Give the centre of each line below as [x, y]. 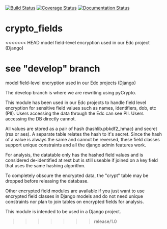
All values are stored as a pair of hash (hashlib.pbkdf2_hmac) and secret [81, 129]
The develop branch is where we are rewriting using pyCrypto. [71, 92]
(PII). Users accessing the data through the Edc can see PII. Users [75, 113]
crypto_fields [34, 29]
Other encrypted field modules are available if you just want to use [75, 191]
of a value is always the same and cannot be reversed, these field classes [83, 139]
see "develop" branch [53, 69]
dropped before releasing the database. [47, 181]
